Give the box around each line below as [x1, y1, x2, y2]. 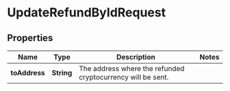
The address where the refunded [78, 64, 185, 73]
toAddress [10, 68, 46, 77]
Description [116, 53, 155, 62]
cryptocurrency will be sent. [78, 73, 169, 81]
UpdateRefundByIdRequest [7, 5, 166, 21]
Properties [7, 32, 53, 44]
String [51, 68, 73, 77]
